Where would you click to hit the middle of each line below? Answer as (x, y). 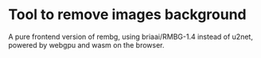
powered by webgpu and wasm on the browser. (86, 44)
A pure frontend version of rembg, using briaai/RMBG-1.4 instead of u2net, (130, 37)
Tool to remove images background (127, 15)
